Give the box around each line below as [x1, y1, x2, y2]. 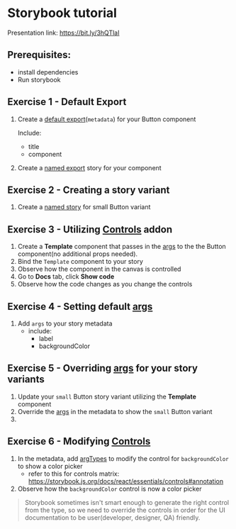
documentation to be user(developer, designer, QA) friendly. [24, 513, 201, 522]
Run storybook [17, 75, 61, 84]
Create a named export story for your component [17, 163, 162, 172]
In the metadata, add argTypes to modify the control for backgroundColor [17, 454, 229, 462]
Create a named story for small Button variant [17, 203, 151, 211]
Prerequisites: [7, 49, 71, 61]
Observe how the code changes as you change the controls [17, 280, 193, 289]
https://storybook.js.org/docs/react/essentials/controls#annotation [28, 477, 224, 485]
